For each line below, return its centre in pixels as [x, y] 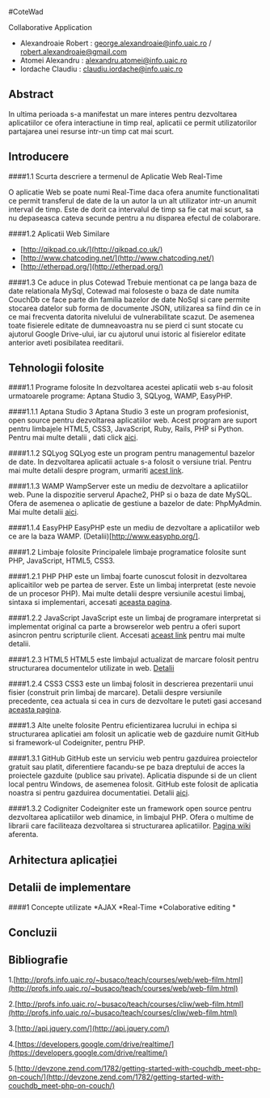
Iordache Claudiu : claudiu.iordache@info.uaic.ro [101, 69]
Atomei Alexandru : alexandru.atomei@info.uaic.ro [103, 60]
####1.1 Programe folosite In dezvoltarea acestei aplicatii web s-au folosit [131, 388]
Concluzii [33, 933]
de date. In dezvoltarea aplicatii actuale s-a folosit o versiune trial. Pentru [130, 462]
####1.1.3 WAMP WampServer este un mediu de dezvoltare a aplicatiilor [129, 487]
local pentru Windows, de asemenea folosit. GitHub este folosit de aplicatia [133, 784]
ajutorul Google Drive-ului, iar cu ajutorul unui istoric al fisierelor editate [127, 334]
